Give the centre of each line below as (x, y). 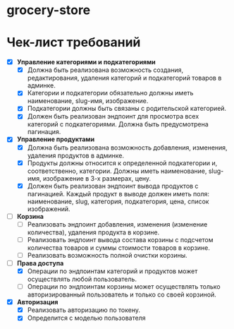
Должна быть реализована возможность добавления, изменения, (127, 148)
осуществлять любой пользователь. (82, 279)
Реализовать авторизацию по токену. (84, 310)
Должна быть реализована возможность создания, (105, 70)
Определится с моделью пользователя (86, 318)
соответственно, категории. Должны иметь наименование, (117, 171)
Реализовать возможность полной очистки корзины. (107, 255)
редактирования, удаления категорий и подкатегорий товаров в (124, 78)
